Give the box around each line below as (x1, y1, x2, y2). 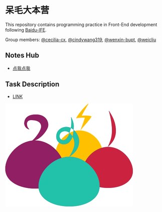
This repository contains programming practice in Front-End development (5, 21, 157, 28)
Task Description (5, 80, 60, 88)
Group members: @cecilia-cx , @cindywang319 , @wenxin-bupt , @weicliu (5, 36, 156, 43)
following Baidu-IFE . (5, 27, 47, 33)
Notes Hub (5, 51, 39, 60)
